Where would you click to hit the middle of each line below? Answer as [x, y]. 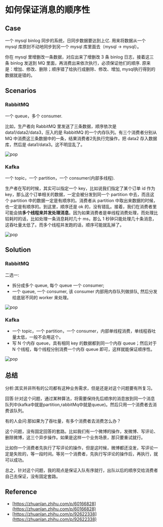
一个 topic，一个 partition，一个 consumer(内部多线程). [60, 178]
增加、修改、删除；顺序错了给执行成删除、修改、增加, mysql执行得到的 [84, 69]
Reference [21, 492]
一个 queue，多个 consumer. [34, 116]
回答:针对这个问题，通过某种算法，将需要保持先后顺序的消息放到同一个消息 [80, 398]
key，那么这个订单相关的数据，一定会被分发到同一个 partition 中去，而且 [78, 194]
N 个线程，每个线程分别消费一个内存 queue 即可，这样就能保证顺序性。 [83, 349]
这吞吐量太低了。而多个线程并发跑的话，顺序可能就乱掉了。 [65, 225]
